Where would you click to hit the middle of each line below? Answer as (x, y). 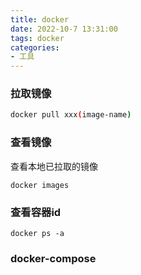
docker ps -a (37, 233)
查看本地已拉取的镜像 (54, 166)
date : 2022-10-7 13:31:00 (64, 29)
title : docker (40, 19)
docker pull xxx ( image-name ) (71, 115)
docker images (40, 185)
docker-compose (53, 258)
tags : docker (37, 38)
